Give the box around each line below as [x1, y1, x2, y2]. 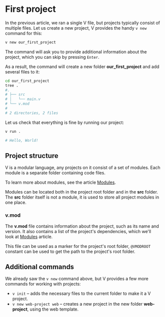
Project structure [5, 152, 59, 160]
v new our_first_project [5, 40, 56, 45]
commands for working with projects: [5, 281, 81, 287]
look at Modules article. [5, 234, 53, 239]
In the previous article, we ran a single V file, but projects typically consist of [5, 20, 160, 26]
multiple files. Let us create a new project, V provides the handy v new [5, 25, 147, 31]
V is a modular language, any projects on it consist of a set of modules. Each [5, 164, 161, 171]
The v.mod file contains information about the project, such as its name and [5, 223, 159, 229]
